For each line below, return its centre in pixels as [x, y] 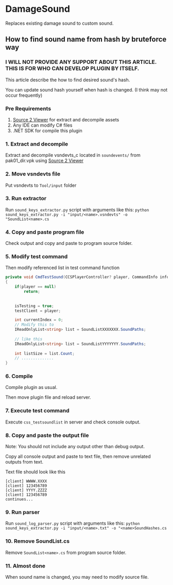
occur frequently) [24, 95]
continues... [19, 500]
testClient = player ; [38, 311]
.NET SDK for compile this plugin [47, 130]
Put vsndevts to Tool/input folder [41, 185]
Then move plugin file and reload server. [48, 397]
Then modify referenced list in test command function [63, 268]
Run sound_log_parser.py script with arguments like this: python [73, 523]
